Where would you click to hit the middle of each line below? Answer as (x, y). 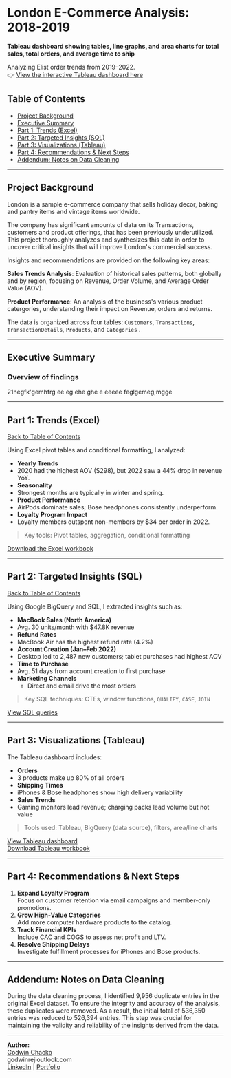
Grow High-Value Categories (59, 915)
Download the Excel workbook (51, 549)
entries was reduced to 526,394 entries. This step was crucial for (100, 1018)
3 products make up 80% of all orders (71, 778)
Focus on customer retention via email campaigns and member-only (114, 900)
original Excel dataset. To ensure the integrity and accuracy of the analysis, (114, 1004)
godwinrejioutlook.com (40, 1060)
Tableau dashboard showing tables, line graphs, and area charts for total (113, 46)
